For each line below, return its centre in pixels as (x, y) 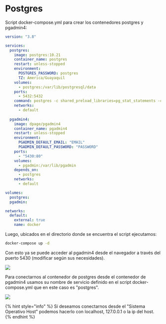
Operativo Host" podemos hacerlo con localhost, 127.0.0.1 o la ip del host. (80, 311)
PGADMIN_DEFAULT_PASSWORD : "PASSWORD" (58, 147)
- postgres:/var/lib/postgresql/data (57, 87)
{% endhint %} (20, 317)
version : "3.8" (21, 37)
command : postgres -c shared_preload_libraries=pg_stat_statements (85, 101)
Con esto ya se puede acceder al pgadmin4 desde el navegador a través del (83, 253)
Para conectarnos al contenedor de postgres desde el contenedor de (76, 277)
